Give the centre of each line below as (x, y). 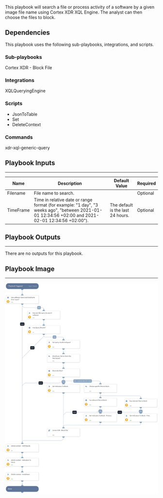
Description (70, 183)
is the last (120, 210)
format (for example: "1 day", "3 (66, 205)
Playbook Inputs (30, 163)
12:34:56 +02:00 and (62, 215)
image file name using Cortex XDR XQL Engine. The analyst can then (74, 12)
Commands (19, 137)
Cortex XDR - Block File (29, 68)
